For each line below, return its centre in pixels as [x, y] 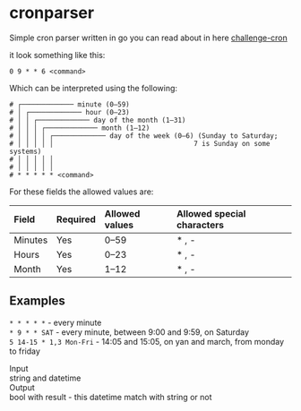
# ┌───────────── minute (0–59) [69, 104]
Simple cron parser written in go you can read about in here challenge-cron [149, 38]
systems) [26, 151]
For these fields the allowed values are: [82, 192]
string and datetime [45, 378]
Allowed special [211, 213]
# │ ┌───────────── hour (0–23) [69, 112]
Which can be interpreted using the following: [93, 88]
